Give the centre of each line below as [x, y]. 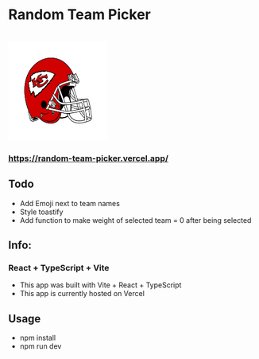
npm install [38, 338]
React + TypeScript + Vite [59, 267]
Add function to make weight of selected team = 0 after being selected [135, 220]
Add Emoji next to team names [70, 203]
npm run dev [41, 346]
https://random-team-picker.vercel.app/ [89, 158]
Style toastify [41, 212]
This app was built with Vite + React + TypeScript [101, 285]
